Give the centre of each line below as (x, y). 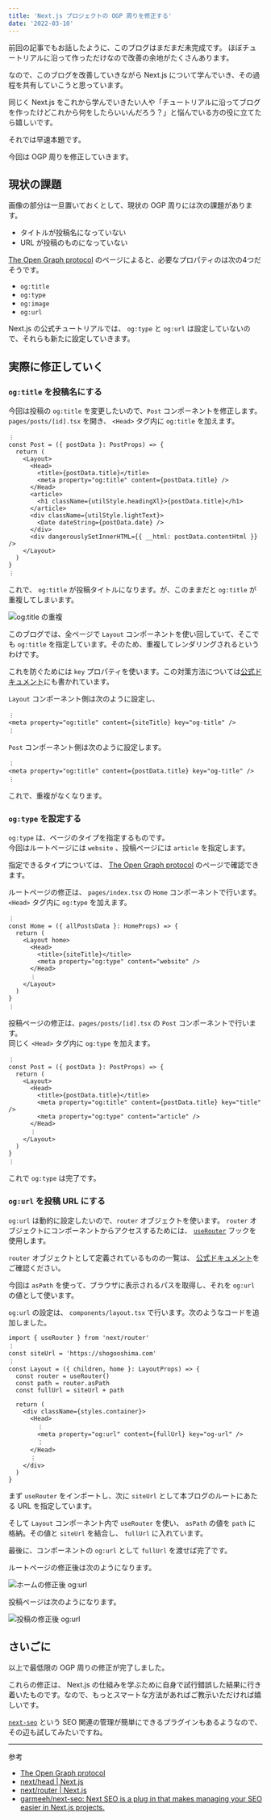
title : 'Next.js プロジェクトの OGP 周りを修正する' (90, 16)
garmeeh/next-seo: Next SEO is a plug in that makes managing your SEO (141, 1799)
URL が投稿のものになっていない (74, 242)
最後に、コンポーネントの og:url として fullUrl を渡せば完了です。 (120, 1550)
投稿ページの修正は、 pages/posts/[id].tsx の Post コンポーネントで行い (129, 1023)
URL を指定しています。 (57, 1506)
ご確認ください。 (37, 1268)
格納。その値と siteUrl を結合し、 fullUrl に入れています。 (108, 1533)
